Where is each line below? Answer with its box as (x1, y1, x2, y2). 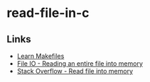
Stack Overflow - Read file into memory (16, 67, 133, 75)
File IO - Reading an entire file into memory (16, 59, 143, 68)
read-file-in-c (6, 5, 90, 21)
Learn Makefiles (16, 52, 65, 60)
